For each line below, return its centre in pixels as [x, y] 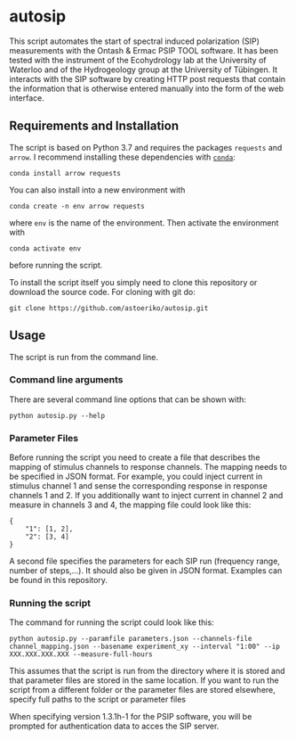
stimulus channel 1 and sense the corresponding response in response [139, 486]
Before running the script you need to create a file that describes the [135, 457]
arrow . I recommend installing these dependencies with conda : [122, 157]
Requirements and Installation [94, 126]
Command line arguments [66, 380]
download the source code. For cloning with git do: [102, 292]
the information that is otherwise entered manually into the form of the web [147, 88]
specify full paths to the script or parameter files [98, 699]
